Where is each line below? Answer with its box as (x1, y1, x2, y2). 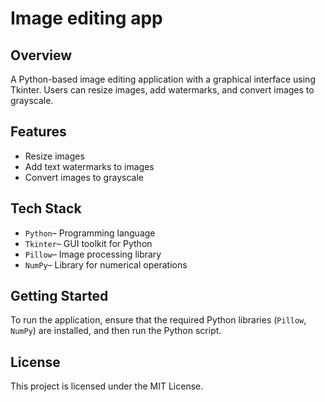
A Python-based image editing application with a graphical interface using (10, 73, 316, 85)
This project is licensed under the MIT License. (10, 380, 204, 392)
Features (10, 123, 67, 141)
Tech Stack (10, 200, 82, 217)
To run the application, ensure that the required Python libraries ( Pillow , (10, 314, 307, 326)
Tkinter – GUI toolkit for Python (24, 237, 153, 249)
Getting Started (10, 288, 109, 305)
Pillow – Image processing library (24, 248, 162, 260)
